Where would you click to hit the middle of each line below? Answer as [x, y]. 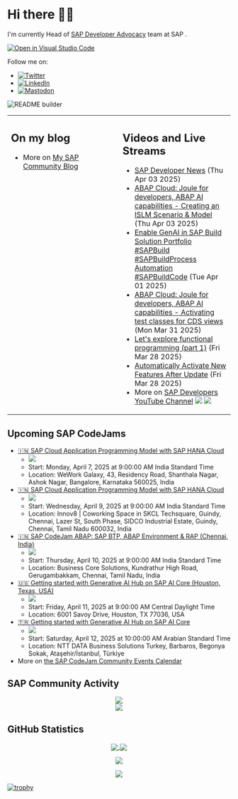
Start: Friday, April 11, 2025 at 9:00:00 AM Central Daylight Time [121, 607]
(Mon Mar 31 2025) [168, 330]
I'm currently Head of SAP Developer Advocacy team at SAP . [97, 34]
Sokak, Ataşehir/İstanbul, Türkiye [76, 653]
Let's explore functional [174, 339]
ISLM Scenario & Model [173, 214]
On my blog [41, 138]
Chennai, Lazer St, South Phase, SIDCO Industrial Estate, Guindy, [123, 521]
